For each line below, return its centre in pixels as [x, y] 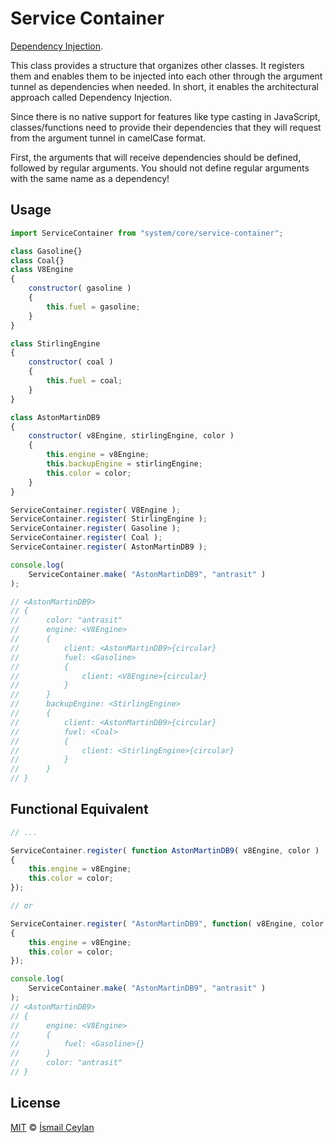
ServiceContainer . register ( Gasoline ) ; [96, 528]
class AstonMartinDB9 [55, 417]
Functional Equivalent [79, 809]
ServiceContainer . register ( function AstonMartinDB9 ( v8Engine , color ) [165, 850]
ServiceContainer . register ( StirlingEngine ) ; [109, 519]
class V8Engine [42, 270]
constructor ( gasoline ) [80, 288]
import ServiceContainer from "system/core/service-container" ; [147, 233]
